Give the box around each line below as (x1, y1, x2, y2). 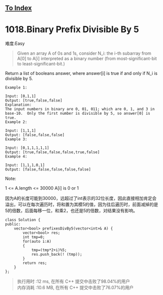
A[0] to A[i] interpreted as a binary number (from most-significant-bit (17, 56, 157, 62)
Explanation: (5, 102, 32, 107)
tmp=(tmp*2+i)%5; (31, 248, 67, 253)
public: (5, 222, 21, 227)
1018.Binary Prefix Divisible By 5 (5, 24, 139, 35)
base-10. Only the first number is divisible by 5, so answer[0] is (5, 111, 151, 116)
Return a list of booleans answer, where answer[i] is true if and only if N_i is (5, 70, 158, 76)
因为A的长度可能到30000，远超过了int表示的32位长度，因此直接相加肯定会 (5, 196, 157, 201)
